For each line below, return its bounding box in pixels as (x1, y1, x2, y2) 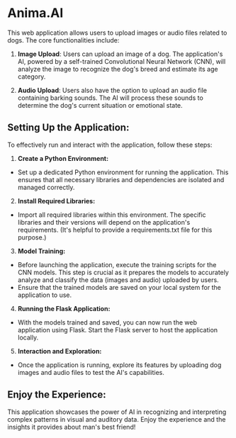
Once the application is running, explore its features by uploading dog (17, 360, 222, 369)
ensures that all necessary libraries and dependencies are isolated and (17, 175, 225, 184)
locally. (17, 333, 39, 342)
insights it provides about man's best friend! (7, 422, 136, 431)
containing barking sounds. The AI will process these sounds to (17, 94, 203, 102)
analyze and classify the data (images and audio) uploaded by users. (17, 275, 219, 284)
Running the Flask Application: (17, 304, 111, 313)
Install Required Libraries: (17, 196, 96, 205)
